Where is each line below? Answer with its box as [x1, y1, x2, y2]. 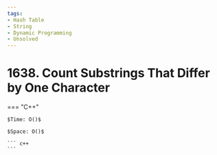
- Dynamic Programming [7, 29, 72, 37]
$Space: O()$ [7, 128, 45, 135]
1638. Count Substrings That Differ [7, 65, 211, 81]
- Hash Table [7, 17, 45, 23]
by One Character [7, 80, 111, 96]
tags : [7, 10, 23, 17]
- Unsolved [7, 36, 38, 43]
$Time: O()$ [7, 116, 41, 123]
